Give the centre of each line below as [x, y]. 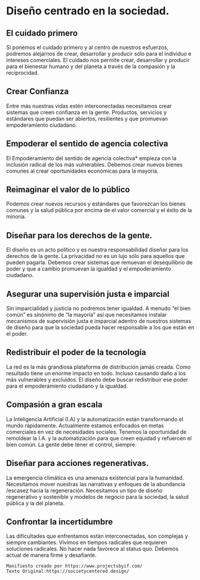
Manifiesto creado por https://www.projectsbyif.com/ [75, 566]
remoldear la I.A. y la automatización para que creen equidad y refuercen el [99, 438]
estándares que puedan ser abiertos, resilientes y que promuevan [87, 118]
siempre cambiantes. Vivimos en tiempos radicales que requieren [87, 542]
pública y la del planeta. [35, 503]
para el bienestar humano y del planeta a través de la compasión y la [91, 66]
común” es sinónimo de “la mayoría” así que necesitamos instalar [87, 315]
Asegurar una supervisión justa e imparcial [88, 294]
